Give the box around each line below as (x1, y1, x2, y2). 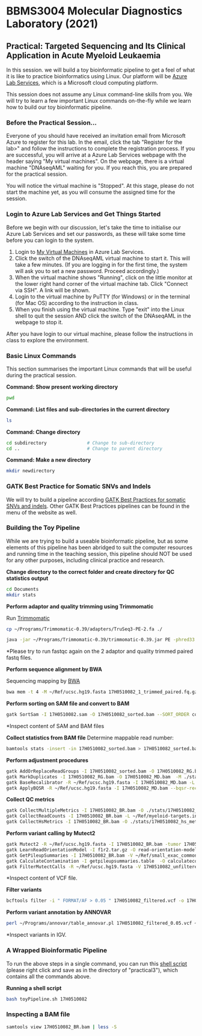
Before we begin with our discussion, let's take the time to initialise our (6, 224, 182, 231)
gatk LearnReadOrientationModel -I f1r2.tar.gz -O (6, 846, 136, 853)
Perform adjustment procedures (6, 756, 89, 763)
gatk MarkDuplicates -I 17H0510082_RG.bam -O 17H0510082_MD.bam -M (6, 774, 182, 780)
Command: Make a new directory (6, 456, 91, 464)
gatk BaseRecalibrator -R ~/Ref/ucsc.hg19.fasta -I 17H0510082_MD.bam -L (6, 779, 195, 786)
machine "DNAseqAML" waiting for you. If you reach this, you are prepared (6, 164, 192, 171)
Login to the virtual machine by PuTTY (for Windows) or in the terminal (14, 293, 191, 300)
